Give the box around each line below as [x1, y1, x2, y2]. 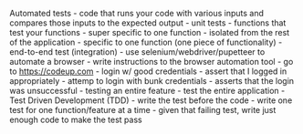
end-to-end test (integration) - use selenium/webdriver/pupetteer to [9, 46, 266, 57]
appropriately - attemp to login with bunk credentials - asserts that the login [9, 76, 295, 86]
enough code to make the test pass [9, 114, 143, 125]
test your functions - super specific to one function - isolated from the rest [9, 27, 290, 37]
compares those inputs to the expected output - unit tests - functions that [9, 17, 287, 28]
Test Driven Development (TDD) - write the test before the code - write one [9, 95, 293, 106]
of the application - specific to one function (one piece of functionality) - [9, 36, 283, 47]
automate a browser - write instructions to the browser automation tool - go [9, 57, 294, 67]
